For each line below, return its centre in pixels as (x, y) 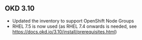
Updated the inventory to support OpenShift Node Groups (73, 21)
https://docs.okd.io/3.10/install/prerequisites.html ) (64, 32)
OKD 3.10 (20, 8)
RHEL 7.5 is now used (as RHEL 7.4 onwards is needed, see (74, 26)
